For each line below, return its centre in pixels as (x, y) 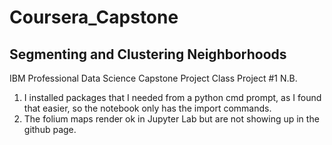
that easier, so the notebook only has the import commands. (147, 108)
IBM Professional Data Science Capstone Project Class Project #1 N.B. (153, 78)
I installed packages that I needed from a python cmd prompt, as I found (172, 97)
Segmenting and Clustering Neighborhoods (148, 54)
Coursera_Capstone (94, 17)
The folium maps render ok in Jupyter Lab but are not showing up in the (171, 119)
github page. (50, 129)
